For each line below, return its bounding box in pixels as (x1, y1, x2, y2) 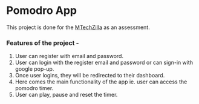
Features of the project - (6, 39, 79, 47)
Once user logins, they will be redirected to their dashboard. (15, 72, 165, 79)
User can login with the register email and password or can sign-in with (15, 59, 194, 67)
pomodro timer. (15, 85, 54, 92)
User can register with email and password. (15, 53, 124, 60)
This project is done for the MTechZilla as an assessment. (6, 24, 150, 31)
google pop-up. (15, 65, 54, 73)
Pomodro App (6, 4, 77, 18)
